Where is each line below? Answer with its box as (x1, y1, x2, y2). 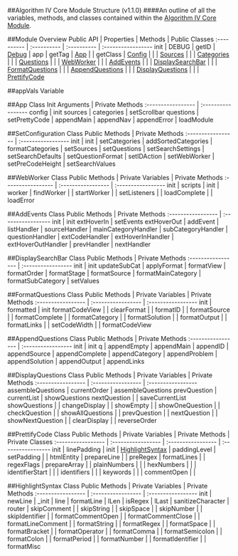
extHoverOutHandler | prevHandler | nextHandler (7, 240, 151, 248)
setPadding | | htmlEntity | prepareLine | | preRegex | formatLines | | (7, 453, 206, 461)
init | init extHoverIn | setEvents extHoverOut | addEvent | (52, 217, 219, 226)
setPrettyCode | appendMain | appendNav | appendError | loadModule (7, 115, 214, 124)
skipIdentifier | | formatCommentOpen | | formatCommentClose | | (7, 512, 200, 520)
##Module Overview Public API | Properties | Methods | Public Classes (7, 35, 215, 43)
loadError (7, 196, 35, 204)
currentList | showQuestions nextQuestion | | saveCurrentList (7, 394, 187, 402)
